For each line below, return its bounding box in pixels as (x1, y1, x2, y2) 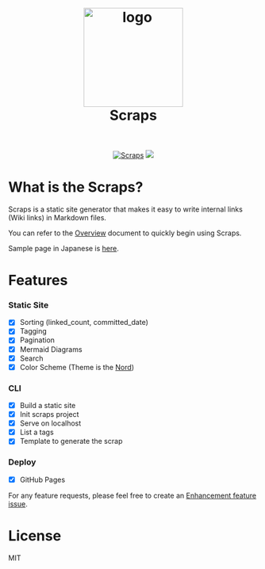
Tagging (19, 327, 48, 336)
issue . (8, 498, 28, 509)
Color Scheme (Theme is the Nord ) (19, 362, 135, 372)
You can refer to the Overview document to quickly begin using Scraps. (8, 228, 242, 238)
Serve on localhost (19, 418, 82, 428)
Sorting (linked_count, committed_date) (19, 318, 148, 327)
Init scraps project (19, 410, 79, 419)
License (8, 526, 62, 544)
